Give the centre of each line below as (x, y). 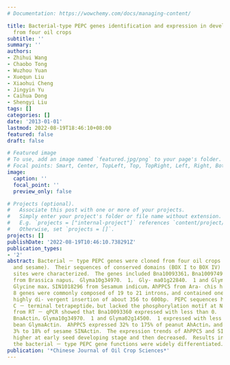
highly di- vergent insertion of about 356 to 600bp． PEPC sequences (115, 299)
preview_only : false (42, 191)
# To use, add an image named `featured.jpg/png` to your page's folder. (115, 160)
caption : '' (30, 178)
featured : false (30, 134)
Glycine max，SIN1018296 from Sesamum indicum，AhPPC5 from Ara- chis (115, 286)
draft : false (26, 141)
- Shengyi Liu (27, 103)
